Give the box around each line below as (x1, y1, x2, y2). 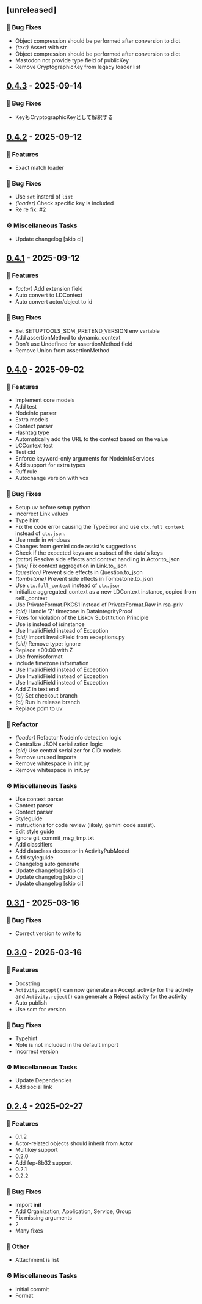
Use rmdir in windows (15, 536, 70, 543)
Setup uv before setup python (15, 503, 91, 511)
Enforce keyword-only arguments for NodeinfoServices (15, 455, 155, 462)
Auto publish (15, 999, 48, 1007)
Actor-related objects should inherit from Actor (15, 1139, 133, 1147)
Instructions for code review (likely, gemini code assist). (15, 821, 156, 829)
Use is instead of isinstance (15, 620, 85, 628)
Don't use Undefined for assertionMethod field (15, 340, 133, 348)
